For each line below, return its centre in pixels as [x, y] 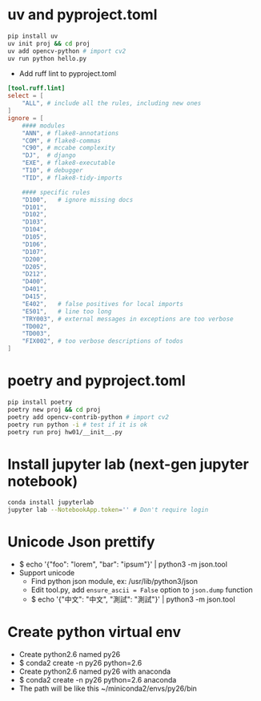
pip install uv [33, 36]
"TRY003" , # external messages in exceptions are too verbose [128, 319]
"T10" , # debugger [52, 171]
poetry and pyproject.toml [96, 381]
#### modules [44, 126]
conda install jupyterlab [50, 502]
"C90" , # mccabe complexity [68, 148]
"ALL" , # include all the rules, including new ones [112, 103]
